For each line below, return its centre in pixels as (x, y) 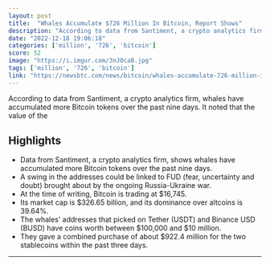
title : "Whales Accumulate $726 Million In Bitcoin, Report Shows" (125, 23)
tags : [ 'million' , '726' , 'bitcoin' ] (72, 68)
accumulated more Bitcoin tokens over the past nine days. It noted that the (132, 107)
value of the (28, 115)
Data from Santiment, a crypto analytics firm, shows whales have (127, 160)
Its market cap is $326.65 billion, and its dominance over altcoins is (131, 202)
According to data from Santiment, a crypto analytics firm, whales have (126, 98)
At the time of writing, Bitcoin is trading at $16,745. (103, 194)
